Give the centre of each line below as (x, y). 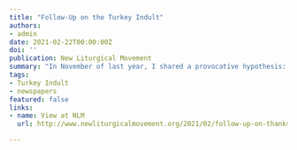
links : (21, 108)
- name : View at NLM (47, 116)
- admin (23, 34)
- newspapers (33, 91)
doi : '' (23, 50)
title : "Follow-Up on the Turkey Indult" (87, 17)
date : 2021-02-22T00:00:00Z (61, 42)
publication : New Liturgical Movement (80, 58)
